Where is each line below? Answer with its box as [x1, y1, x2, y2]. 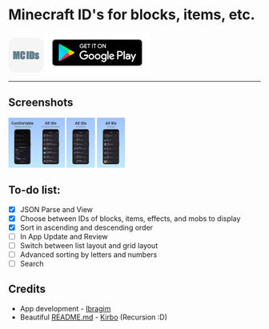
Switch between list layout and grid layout [19, 240, 159, 250]
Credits [8, 283, 46, 296]
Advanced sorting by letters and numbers [19, 250, 158, 259]
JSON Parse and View [19, 204, 94, 214]
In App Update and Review [19, 231, 108, 241]
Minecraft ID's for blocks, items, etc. [8, 6, 255, 24]
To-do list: [8, 183, 62, 197]
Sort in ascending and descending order [19, 223, 154, 232]
